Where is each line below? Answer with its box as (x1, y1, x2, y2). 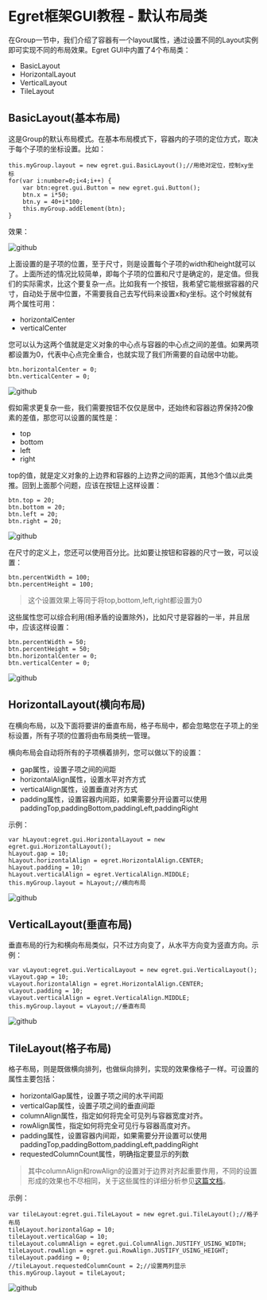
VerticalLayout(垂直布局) (8, 917, 133, 931)
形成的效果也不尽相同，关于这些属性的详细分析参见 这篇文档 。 (27, 1176, 230, 1186)
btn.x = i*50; (22, 190, 69, 199)
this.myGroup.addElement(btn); (22, 205, 126, 213)
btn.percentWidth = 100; (8, 573, 91, 581)
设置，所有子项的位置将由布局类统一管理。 (14, 730, 155, 740)
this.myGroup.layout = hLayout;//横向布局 (8, 879, 146, 887)
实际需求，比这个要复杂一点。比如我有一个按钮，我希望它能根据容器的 (21, 279, 252, 288)
